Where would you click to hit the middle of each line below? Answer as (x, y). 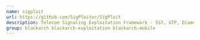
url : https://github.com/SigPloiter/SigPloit (63, 17)
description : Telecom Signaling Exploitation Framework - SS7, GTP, (93, 22)
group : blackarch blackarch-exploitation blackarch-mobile (81, 28)
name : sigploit (25, 11)
